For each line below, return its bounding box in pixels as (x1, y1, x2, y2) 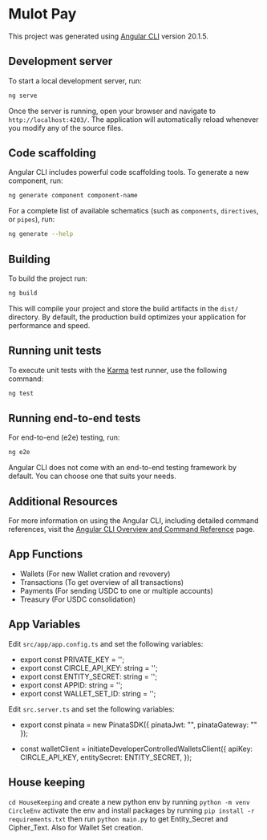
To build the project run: (8, 274, 88, 283)
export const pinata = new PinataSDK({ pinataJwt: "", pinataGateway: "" (19, 720, 258, 729)
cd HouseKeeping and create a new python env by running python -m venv (8, 797, 250, 806)
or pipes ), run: (8, 214, 55, 225)
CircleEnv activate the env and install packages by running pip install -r (8, 806, 255, 815)
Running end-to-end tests (8, 411, 141, 425)
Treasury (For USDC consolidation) (19, 594, 136, 604)
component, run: (8, 176, 63, 185)
